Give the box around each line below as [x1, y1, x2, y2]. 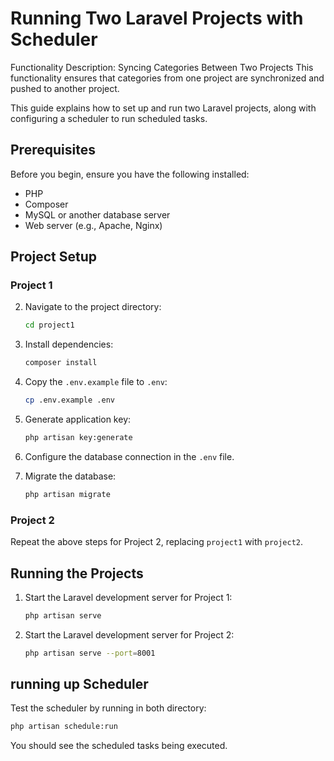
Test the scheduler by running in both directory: [10, 702, 207, 714]
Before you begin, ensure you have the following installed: [10, 168, 250, 180]
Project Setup [10, 248, 98, 266]
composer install [24, 358, 98, 368]
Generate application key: [24, 413, 132, 426]
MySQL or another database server [24, 208, 171, 221]
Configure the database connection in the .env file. [24, 450, 235, 462]
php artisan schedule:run [10, 722, 118, 732]
